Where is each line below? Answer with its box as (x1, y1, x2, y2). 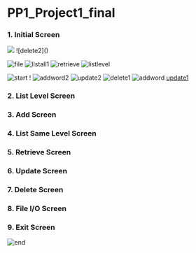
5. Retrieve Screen (7, 147, 71, 157)
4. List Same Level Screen (7, 129, 97, 138)
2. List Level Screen (7, 91, 76, 101)
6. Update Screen (7, 166, 68, 176)
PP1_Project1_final (7, 5, 115, 21)
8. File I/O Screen (7, 203, 66, 213)
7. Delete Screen (7, 185, 64, 195)
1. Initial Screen (7, 30, 60, 40)
